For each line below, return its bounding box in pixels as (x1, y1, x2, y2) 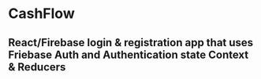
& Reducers (8, 60, 66, 74)
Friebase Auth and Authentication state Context (8, 48, 249, 61)
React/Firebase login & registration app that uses (8, 36, 254, 49)
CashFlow (8, 5, 75, 23)
